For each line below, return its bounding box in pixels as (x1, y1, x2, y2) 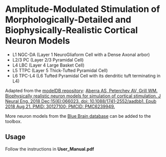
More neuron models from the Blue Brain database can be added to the (5, 113, 151, 119)
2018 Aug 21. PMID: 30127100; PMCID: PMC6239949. (5, 103, 115, 109)
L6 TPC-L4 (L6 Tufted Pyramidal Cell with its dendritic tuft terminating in (12, 73, 161, 78)
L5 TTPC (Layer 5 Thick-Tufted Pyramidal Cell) (12, 67, 108, 73)
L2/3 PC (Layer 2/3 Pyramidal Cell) (12, 57, 84, 63)
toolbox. (5, 118, 22, 124)
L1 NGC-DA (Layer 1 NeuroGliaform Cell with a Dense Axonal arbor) (12, 51, 150, 58)
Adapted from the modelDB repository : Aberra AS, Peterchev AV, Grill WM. (5, 87, 158, 93)
